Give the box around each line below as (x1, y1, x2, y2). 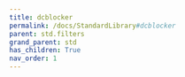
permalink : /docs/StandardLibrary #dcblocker (9, 21, 176, 30)
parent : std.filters (9, 29, 86, 38)
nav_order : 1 (9, 54, 58, 63)
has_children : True (9, 46, 81, 55)
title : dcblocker (9, 12, 73, 22)
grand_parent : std (9, 37, 77, 47)
